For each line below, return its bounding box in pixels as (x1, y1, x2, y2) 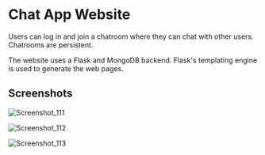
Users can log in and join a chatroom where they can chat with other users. (8, 32, 254, 41)
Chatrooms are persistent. (8, 40, 94, 49)
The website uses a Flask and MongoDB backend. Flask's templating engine (8, 55, 258, 65)
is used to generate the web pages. (8, 63, 125, 73)
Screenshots (8, 87, 73, 100)
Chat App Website (8, 6, 131, 24)
